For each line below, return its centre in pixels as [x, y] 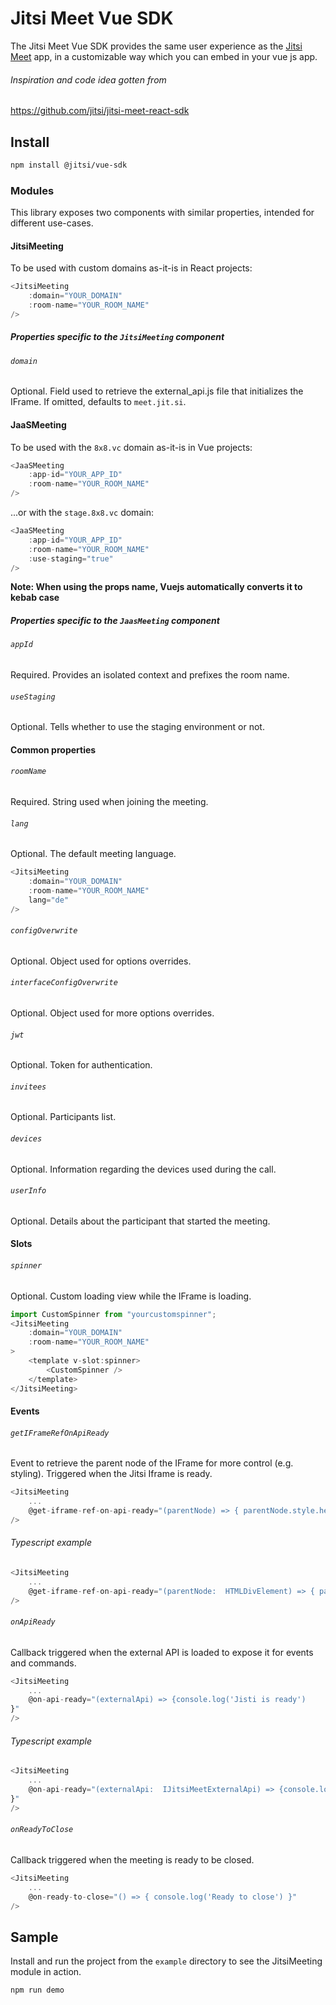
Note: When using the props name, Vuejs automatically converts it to [156, 587]
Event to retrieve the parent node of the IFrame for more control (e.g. [152, 1463]
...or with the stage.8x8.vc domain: [82, 513]
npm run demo [37, 1990]
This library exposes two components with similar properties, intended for [162, 213]
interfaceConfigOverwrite [64, 983]
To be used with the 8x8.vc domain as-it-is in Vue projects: [131, 447]
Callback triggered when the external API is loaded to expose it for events [162, 1652]
